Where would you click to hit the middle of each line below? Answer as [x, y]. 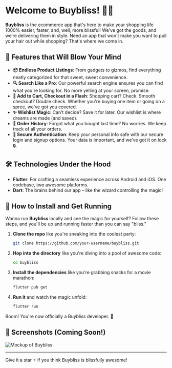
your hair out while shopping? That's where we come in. [64, 41]
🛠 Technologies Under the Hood [58, 164]
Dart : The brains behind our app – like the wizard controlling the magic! [88, 190]
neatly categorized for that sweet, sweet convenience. [70, 77]
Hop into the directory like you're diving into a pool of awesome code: [87, 253]
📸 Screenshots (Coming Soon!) [56, 332]
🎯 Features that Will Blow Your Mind [63, 57]
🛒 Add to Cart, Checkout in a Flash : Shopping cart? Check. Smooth [84, 96]
